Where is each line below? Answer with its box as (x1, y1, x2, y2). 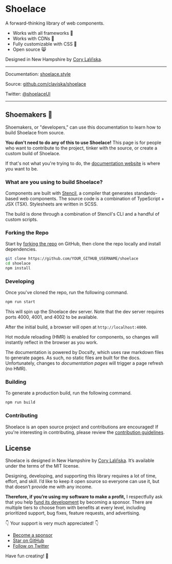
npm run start (5, 299, 36, 305)
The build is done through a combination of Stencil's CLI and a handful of (5, 211, 160, 217)
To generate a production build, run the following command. (5, 390, 132, 396)
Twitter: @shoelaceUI (5, 91, 51, 97)
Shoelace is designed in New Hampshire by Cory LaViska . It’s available (5, 457, 155, 464)
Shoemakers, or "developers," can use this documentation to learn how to (5, 124, 161, 130)
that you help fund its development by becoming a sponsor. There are (5, 499, 153, 505)
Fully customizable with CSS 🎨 (12, 40, 77, 47)
